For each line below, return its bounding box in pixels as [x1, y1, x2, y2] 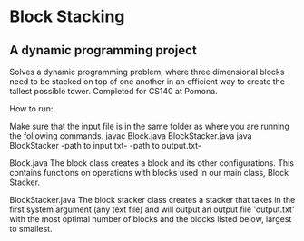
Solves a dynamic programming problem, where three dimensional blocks [9, 66, 285, 77]
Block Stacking [9, 6, 125, 27]
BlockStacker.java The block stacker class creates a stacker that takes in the [9, 195, 296, 205]
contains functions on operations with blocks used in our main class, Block [9, 168, 289, 178]
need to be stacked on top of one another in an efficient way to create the [9, 76, 286, 87]
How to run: [9, 103, 54, 114]
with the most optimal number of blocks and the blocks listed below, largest [9, 214, 292, 224]
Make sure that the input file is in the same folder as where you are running [9, 120, 290, 131]
